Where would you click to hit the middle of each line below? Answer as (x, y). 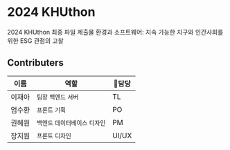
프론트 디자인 (54, 136)
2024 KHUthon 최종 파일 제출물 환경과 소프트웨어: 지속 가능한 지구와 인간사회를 (115, 32)
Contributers (36, 63)
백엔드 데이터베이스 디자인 (71, 123)
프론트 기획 (52, 110)
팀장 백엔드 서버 (58, 97)
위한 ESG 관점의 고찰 (35, 40)
